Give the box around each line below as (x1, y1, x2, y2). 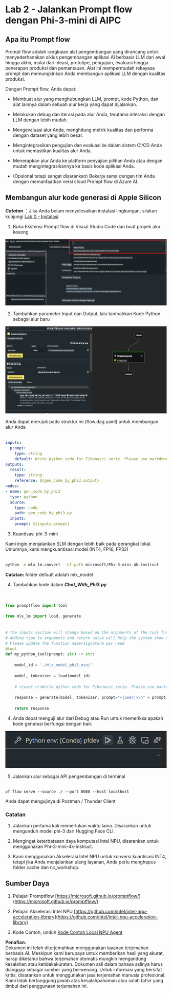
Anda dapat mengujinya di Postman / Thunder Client (5, 798, 116, 804)
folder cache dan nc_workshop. (12, 864, 80, 871)
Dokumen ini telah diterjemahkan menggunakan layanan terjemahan (5, 945, 149, 951)
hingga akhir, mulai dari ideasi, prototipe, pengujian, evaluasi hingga (5, 60, 148, 65)
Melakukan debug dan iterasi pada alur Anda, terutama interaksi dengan (12, 112, 165, 117)
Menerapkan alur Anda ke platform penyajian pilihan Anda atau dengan (12, 158, 163, 164)
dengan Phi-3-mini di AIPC (5, 14, 121, 26)
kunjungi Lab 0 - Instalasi (5, 213, 59, 220)
